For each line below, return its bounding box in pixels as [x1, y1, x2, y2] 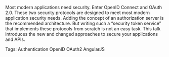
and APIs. [5, 36, 25, 42]
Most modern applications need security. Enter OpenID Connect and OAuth [5, 5, 162, 10]
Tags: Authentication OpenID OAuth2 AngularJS [5, 46, 105, 52]
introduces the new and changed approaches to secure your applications [5, 31, 158, 37]
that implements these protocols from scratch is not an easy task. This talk [5, 26, 161, 32]
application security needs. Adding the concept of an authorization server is [5, 15, 164, 21]
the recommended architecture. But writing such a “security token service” [5, 20, 161, 26]
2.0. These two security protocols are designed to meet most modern [5, 10, 150, 16]
